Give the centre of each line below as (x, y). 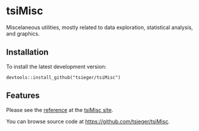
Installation (27, 52)
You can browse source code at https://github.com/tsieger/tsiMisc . (88, 121)
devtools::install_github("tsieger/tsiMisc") (63, 77)
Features (23, 96)
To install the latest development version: (56, 66)
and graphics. (23, 33)
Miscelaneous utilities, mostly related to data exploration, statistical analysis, (99, 27)
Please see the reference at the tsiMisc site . (60, 110)
